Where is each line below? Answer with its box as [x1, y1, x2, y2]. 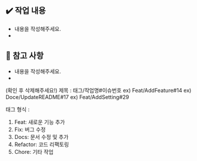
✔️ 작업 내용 [5, 5, 46, 16]
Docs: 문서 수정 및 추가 [14, 133, 69, 140]
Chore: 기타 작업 [14, 148, 54, 155]
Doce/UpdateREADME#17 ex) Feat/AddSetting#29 [5, 93, 129, 100]
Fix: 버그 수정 [14, 126, 46, 133]
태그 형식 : [5, 106, 30, 113]
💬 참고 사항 [5, 51, 44, 61]
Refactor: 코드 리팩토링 [14, 141, 69, 148]
